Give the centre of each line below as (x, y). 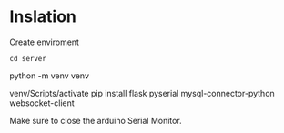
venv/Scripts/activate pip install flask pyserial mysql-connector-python (142, 93)
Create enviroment (45, 42)
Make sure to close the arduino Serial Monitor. (96, 120)
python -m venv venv (49, 76)
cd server (28, 58)
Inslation (43, 17)
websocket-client (42, 103)
